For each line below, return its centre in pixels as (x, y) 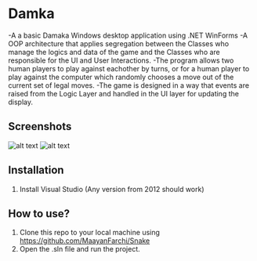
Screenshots (40, 127)
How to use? (39, 214)
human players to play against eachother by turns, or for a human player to (129, 68)
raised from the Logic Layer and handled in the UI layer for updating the (123, 93)
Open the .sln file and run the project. (80, 249)
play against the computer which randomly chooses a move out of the (121, 77)
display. (21, 102)
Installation (36, 170)
